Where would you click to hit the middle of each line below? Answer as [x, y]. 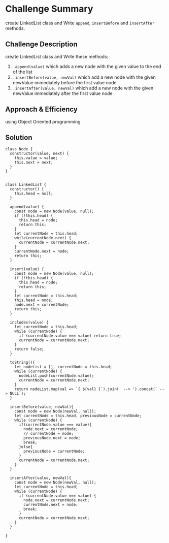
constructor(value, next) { [40, 154]
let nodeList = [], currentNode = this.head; [63, 367]
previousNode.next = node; [52, 438]
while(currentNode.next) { [43, 238]
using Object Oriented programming [43, 121]
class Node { [19, 149]
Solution [19, 137]
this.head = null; [34, 194]
